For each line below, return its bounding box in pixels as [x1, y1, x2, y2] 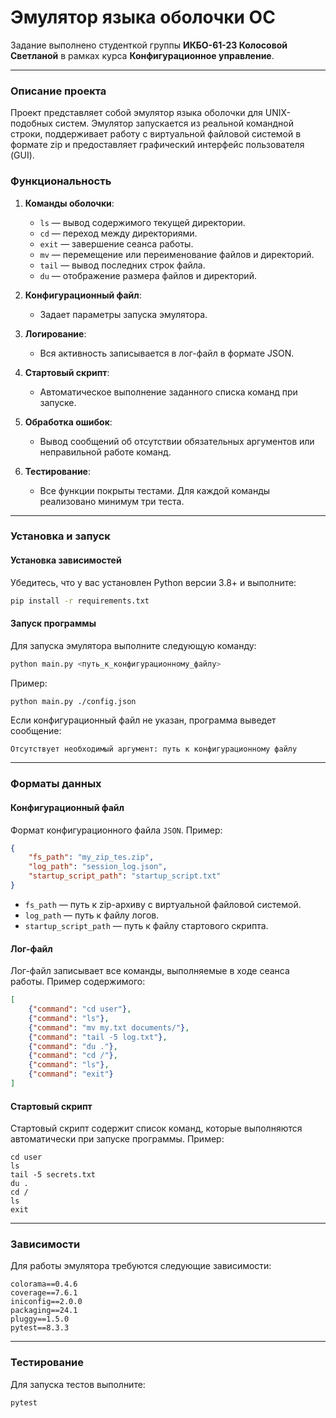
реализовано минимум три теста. [39, 495, 185, 507]
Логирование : [24, 327, 87, 340]
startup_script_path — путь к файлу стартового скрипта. [24, 919, 269, 931]
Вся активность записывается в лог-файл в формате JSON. [39, 347, 295, 359]
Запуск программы [10, 617, 97, 630]
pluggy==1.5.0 [10, 1314, 70, 1325]
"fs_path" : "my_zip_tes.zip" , [28, 852, 155, 863]
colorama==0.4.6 [10, 1279, 78, 1290]
